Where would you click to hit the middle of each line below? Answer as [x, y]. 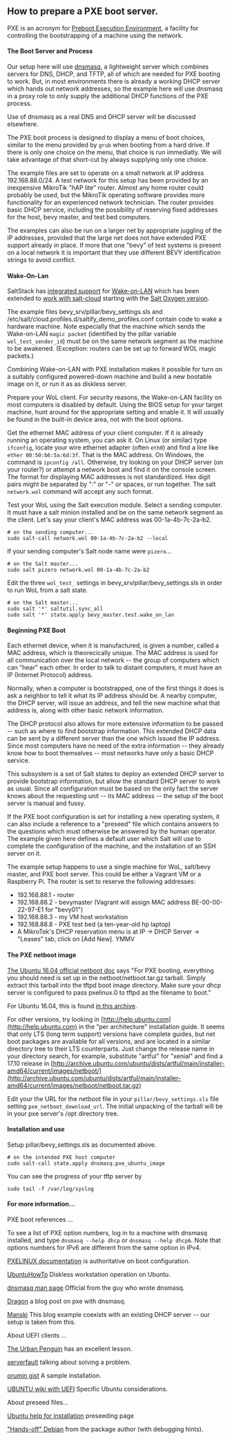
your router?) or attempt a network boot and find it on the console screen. [112, 470]
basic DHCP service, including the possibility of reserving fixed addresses [113, 210]
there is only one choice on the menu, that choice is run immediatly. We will [115, 152]
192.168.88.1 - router [46, 895]
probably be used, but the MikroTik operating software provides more [106, 195]
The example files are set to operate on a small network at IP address [106, 173]
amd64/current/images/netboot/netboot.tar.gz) [74, 1085]
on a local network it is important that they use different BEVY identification [114, 252]
